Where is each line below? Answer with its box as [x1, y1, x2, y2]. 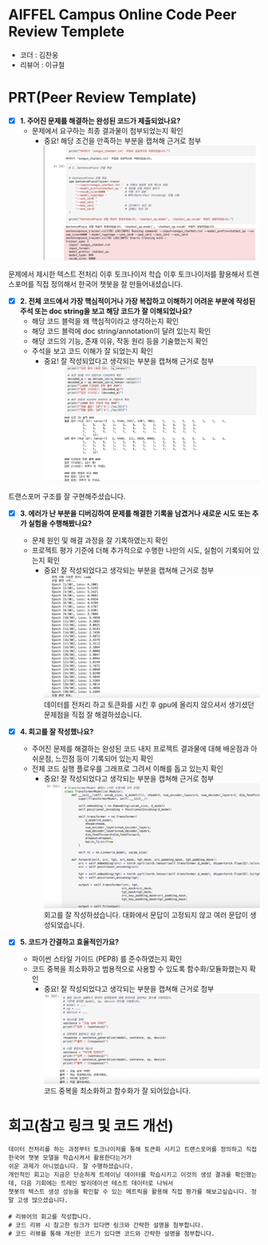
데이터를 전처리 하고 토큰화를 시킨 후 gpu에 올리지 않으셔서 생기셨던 [43, 699, 254, 709]
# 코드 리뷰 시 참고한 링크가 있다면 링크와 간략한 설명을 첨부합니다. [8, 1221, 205, 1230]
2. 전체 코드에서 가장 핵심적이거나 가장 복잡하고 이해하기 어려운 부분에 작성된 [19, 296, 256, 305]
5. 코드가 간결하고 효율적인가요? [19, 937, 120, 947]
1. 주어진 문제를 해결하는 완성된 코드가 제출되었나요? [19, 116, 181, 125]
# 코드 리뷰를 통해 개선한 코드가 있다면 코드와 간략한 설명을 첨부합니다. [8, 1230, 215, 1238]
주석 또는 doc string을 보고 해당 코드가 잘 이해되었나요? [19, 306, 193, 316]
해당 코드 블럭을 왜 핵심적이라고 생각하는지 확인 [31, 316, 179, 325]
